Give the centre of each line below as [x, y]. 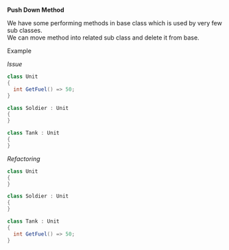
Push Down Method [36, 10]
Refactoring [24, 158]
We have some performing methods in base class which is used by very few [115, 23]
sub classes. [25, 30]
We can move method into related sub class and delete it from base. [104, 38]
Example [20, 51]
